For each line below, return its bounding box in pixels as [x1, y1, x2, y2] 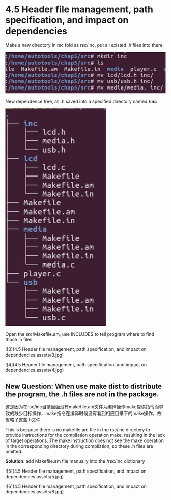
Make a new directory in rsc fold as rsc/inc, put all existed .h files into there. [5, 42, 164, 48]
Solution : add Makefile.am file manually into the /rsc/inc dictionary [5, 458, 145, 464]
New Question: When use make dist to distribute [5, 381, 162, 390]
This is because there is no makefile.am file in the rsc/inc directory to [5, 427, 150, 433]
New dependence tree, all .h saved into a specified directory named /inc [5, 98, 157, 105]
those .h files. [5, 337, 34, 343]
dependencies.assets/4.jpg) [5, 367, 64, 373]
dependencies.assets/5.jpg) [5, 474, 64, 480]
